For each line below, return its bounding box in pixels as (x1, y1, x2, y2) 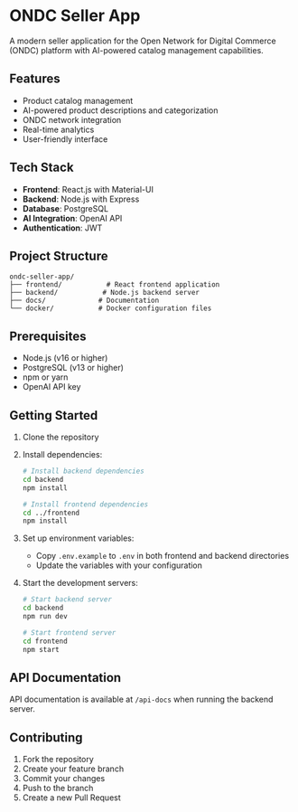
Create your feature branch (22, 763, 125, 774)
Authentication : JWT (22, 222, 103, 233)
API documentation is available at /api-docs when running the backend (9, 694, 274, 705)
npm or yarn (22, 372, 69, 382)
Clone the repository (22, 431, 99, 442)
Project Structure (9, 248, 108, 263)
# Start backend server (22, 595, 113, 604)
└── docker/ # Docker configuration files (9, 304, 212, 313)
